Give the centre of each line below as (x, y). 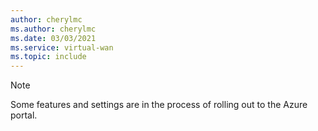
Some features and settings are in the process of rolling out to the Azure (159, 105)
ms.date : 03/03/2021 (53, 38)
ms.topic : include (48, 57)
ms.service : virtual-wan (62, 47)
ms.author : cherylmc (53, 29)
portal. (24, 115)
